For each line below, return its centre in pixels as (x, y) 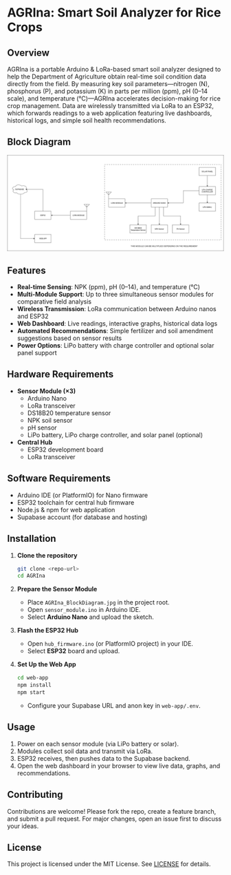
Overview (29, 53)
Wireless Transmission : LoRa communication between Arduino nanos (117, 309)
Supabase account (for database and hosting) (82, 517)
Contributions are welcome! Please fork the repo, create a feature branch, (112, 811)
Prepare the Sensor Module (57, 589)
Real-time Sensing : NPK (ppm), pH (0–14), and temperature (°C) (109, 287)
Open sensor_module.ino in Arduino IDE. (84, 610)
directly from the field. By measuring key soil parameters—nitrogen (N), (108, 84)
